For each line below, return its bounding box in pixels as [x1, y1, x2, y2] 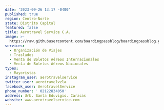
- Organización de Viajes [9, 48, 62, 53]
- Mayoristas [9, 71, 36, 75]
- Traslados [9, 52, 34, 57]
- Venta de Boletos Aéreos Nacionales [9, 61, 89, 66]
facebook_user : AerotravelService [5, 84, 76, 89]
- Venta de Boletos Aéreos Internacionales [9, 57, 99, 62]
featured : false [5, 25, 38, 30]
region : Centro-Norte [5, 16, 49, 21]
